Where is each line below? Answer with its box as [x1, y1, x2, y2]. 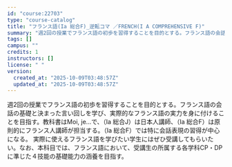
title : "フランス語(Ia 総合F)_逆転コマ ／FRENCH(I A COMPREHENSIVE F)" [7, 23, 205, 30]
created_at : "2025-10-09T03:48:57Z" [13, 74, 119, 81]
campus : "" [7, 42, 39, 49]
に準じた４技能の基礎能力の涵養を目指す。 [7, 153, 128, 161]
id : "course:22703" [7, 10, 64, 17]
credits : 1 [7, 49, 39, 56]
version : [7, 68, 32, 75]
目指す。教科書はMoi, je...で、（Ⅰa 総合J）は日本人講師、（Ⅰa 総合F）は [19, 118, 215, 126]
